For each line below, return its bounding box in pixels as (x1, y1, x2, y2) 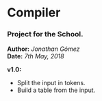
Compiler (7, 5, 61, 21)
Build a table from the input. (16, 86, 96, 94)
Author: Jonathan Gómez (7, 45, 80, 53)
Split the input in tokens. (16, 79, 86, 87)
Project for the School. (7, 30, 84, 39)
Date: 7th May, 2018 (7, 52, 64, 60)
